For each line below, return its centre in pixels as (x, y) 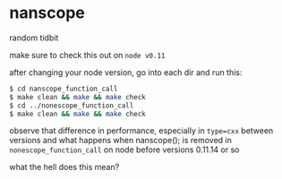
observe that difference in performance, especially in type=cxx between (141, 131)
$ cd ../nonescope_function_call (72, 106)
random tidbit (34, 38)
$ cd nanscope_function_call (64, 89)
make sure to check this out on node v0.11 (87, 55)
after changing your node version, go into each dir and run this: (126, 72)
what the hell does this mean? (64, 167)
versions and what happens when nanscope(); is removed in (121, 141)
